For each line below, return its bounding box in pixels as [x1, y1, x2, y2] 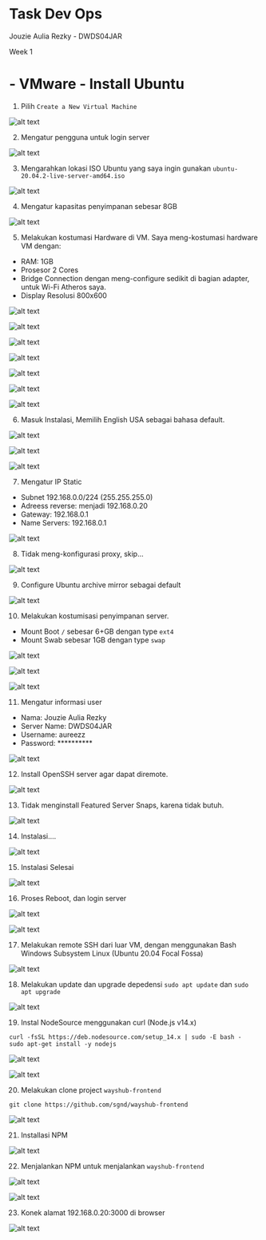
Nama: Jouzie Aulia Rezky [20, 712, 107, 722]
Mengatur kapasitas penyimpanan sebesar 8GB [20, 201, 178, 211]
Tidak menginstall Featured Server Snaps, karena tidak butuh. [20, 800, 224, 810]
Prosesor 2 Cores [20, 265, 79, 275]
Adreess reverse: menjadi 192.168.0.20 [20, 501, 149, 510]
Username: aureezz [20, 730, 86, 739]
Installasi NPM [20, 1130, 69, 1140]
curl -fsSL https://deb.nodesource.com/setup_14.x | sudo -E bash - [9, 1033, 242, 1041]
